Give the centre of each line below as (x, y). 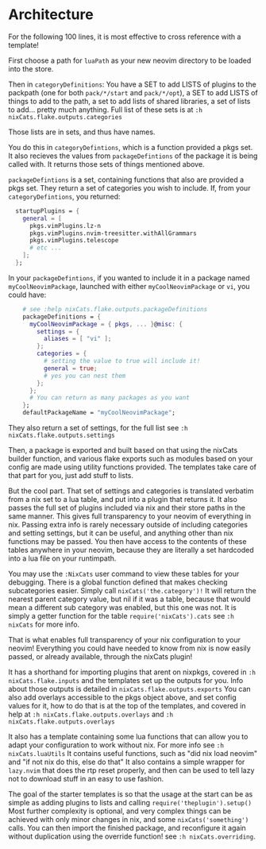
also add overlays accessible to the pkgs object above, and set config (122, 697)
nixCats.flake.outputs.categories (66, 117)
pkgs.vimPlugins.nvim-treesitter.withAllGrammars (113, 233)
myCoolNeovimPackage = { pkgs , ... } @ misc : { (106, 324)
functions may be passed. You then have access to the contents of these (127, 542)
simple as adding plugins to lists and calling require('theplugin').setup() (130, 803)
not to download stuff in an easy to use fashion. (86, 779)
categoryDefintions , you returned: (64, 196)
